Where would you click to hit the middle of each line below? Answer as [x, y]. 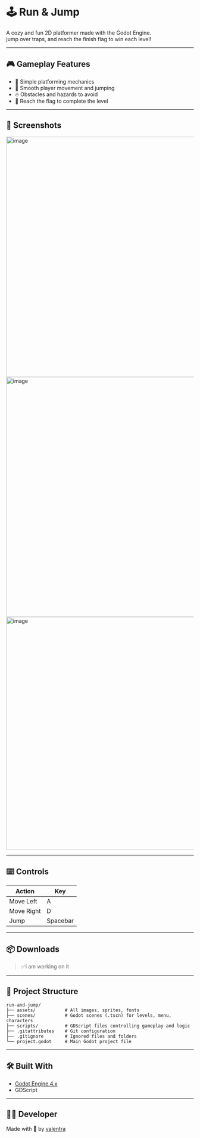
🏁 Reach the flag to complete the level [61, 101]
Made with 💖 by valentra [36, 1128]
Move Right [25, 911]
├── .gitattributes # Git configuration [61, 1031]
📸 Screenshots [34, 126]
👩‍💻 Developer [32, 1114]
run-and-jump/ [24, 1005]
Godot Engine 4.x [36, 1083]
